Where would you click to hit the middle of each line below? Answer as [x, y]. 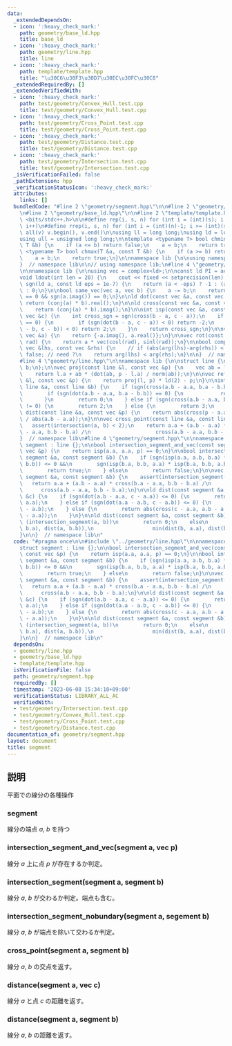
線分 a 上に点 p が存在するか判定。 [57, 863]
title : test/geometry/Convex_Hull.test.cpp [83, 110]
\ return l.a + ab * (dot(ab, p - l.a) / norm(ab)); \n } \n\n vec [117, 374]
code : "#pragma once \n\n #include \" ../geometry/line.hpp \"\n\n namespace [120, 541]
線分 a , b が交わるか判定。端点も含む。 [63, 898]
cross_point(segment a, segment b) [68, 950]
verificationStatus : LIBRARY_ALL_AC [66, 696]
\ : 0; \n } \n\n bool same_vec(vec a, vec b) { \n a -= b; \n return [123, 290]
